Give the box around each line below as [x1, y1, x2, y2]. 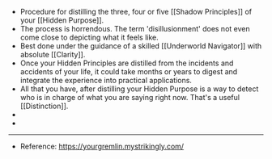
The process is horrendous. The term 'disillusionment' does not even [19, 24, 250, 33]
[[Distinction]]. [19, 101, 69, 111]
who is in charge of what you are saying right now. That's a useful [19, 93, 240, 102]
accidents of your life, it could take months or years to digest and [19, 67, 238, 76]
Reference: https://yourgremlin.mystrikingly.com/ [19, 141, 185, 151]
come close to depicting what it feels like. [19, 32, 159, 42]
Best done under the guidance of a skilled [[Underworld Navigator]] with [19, 41, 261, 51]
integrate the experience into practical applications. [19, 76, 193, 85]
